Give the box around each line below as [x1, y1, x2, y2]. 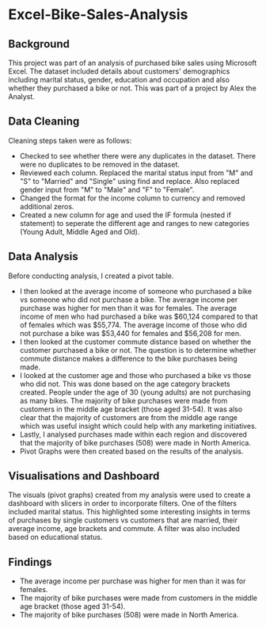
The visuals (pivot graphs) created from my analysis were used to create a [8, 490, 251, 500]
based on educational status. [8, 533, 103, 542]
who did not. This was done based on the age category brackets [19, 379, 231, 388]
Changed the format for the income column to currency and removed [19, 193, 245, 203]
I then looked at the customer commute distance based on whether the [19, 337, 252, 346]
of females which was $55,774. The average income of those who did [19, 319, 248, 330]
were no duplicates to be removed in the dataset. [19, 159, 180, 169]
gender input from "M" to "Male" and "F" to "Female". [19, 185, 195, 194]
